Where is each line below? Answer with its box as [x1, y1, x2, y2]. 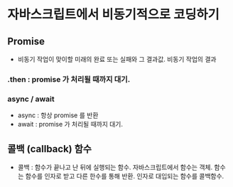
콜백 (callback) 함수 [7, 143, 92, 155]
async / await [7, 94, 55, 104]
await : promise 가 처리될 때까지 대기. [17, 120, 123, 129]
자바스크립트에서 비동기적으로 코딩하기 [7, 6, 220, 23]
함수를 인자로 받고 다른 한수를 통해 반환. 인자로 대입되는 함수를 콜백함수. [25, 172, 224, 181]
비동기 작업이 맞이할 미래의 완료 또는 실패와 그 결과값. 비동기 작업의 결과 [17, 55, 217, 63]
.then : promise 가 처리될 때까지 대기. [7, 74, 131, 84]
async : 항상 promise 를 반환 [17, 111, 99, 119]
